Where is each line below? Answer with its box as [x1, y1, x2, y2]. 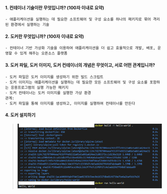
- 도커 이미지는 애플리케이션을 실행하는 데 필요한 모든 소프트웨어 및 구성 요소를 [5, 80, 148, 85]
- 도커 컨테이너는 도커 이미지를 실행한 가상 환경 [5, 90, 91, 95]
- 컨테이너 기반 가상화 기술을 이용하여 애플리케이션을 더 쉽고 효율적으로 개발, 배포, [5, 45, 156, 51]
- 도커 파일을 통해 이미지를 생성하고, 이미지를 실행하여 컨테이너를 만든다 [5, 101, 135, 106]
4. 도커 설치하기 [5, 112, 36, 118]
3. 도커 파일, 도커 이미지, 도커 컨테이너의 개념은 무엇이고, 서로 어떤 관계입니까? [5, 62, 156, 68]
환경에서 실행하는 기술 [10, 22, 50, 27]
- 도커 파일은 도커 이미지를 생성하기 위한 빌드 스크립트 [5, 74, 104, 79]
